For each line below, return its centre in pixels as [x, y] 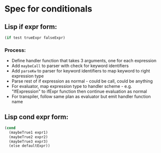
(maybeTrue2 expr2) [29, 137]
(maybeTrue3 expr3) [29, 141]
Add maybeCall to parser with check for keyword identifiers [70, 66]
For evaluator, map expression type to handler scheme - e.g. [72, 86]
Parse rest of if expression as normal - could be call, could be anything [82, 81]
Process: [15, 50]
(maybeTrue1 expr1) [29, 132]
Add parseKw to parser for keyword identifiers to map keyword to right [81, 71]
